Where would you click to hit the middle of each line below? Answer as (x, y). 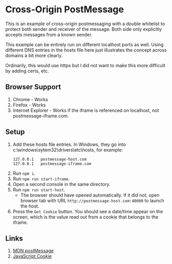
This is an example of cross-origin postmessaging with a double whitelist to (85, 24)
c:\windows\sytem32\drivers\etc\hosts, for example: (68, 149)
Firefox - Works (29, 105)
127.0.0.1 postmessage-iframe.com (52, 164)
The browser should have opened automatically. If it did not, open (90, 195)
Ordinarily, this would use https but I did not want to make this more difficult (85, 65)
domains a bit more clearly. (34, 55)
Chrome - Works (30, 99)
